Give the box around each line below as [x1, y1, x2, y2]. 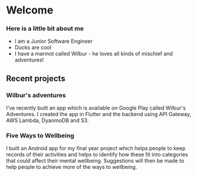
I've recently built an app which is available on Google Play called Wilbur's [6, 104, 186, 111]
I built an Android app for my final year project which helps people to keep [6, 145, 186, 152]
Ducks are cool [14, 44, 52, 51]
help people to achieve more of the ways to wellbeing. [6, 164, 137, 171]
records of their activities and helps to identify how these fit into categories [6, 151, 188, 158]
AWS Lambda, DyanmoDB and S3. [6, 117, 89, 124]
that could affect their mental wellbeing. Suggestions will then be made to [6, 157, 185, 164]
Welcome [6, 4, 54, 17]
